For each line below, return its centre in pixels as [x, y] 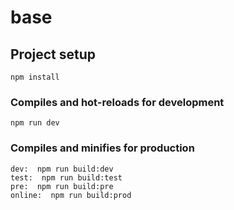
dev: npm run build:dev [62, 169]
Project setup [53, 54]
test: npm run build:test [66, 177]
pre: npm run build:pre [62, 186]
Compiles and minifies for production [102, 148]
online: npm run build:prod [71, 195]
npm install [35, 77]
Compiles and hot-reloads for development [117, 102]
